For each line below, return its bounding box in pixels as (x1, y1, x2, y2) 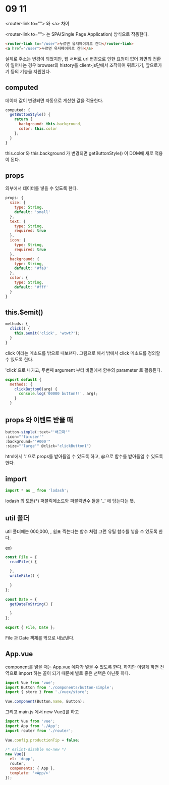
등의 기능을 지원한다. (10, 68, 51, 74)
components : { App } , (10, 766, 55, 771)
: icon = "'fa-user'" (5, 434, 44, 439)
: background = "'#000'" (5, 439, 51, 444)
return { (14, 117, 33, 122)
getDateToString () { (10, 602, 53, 607)
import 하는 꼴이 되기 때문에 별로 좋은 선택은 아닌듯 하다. (18, 670, 130, 676)
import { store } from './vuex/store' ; (5, 690, 89, 695)
